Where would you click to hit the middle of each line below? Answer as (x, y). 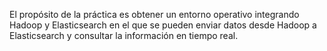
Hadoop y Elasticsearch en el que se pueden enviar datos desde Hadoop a (163, 25)
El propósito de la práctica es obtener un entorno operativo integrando (154, 14)
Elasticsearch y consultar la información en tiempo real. (124, 35)
